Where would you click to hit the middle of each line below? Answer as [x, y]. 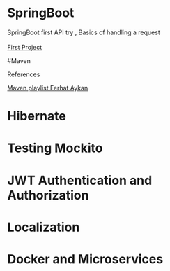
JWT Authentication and [80, 180]
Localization [44, 227]
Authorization [48, 195]
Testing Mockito [55, 148]
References [24, 74]
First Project [25, 47]
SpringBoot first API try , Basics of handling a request [84, 32]
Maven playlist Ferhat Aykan [48, 88]
